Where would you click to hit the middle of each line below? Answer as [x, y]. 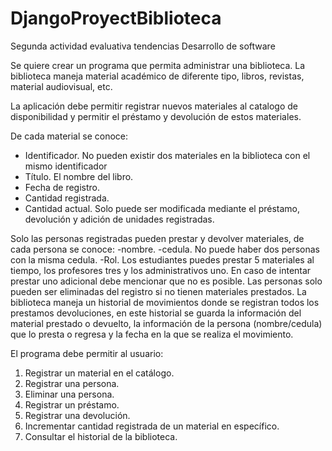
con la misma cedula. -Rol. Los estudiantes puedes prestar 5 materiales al [162, 259]
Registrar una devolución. [77, 415]
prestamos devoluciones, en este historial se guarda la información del [156, 313]
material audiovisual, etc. [61, 86]
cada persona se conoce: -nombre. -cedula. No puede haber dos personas [165, 249]
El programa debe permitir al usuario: [87, 353]
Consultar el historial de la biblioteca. [101, 436]
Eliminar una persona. [69, 394]
